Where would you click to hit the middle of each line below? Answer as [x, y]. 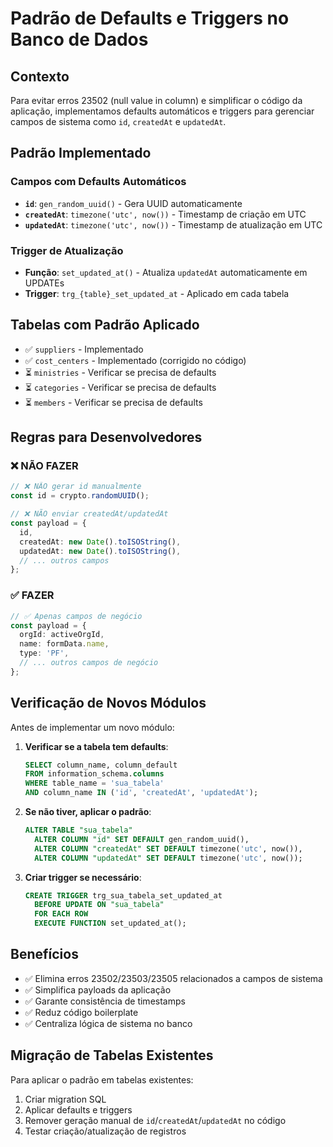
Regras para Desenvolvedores [106, 437]
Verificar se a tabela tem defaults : [96, 746]
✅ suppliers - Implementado [84, 349]
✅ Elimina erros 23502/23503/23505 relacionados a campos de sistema [173, 978]
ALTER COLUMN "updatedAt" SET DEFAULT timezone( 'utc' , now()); [168, 858]
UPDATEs [44, 283]
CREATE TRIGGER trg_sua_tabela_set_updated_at [123, 895]
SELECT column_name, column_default [101, 765]
